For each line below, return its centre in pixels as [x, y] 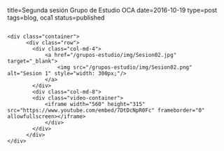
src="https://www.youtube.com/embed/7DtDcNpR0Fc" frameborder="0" [106, 110]
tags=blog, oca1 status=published [56, 18]
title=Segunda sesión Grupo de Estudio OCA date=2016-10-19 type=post [112, 10]
